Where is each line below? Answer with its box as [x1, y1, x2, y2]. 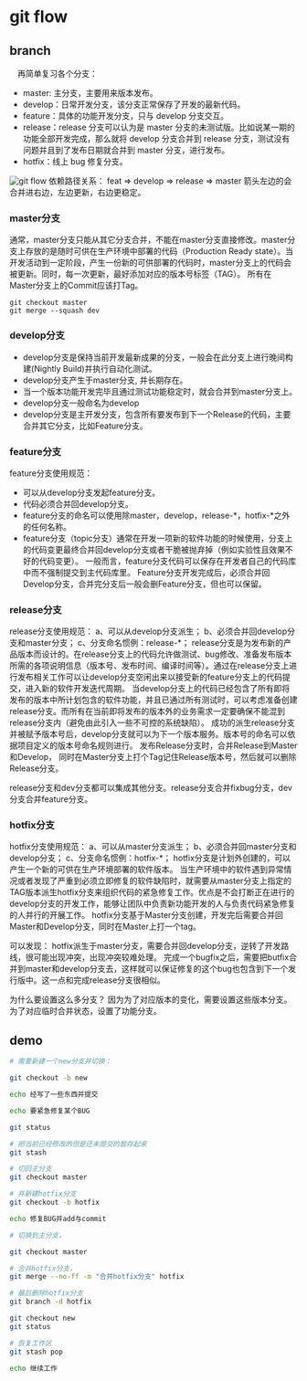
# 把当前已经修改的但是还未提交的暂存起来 [9, 1139, 148, 1148]
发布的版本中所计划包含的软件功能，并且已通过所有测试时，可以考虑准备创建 [9, 694, 298, 705]
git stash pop [9, 1347, 64, 1356]
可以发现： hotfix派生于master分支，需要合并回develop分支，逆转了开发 [9, 941, 281, 952]
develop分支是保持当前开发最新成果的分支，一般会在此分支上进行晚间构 [22, 352, 294, 363]
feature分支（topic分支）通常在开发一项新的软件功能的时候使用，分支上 [22, 532, 293, 543]
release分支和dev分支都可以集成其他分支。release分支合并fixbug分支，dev [9, 783, 292, 794]
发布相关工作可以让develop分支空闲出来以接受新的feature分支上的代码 [16, 671, 283, 682]
